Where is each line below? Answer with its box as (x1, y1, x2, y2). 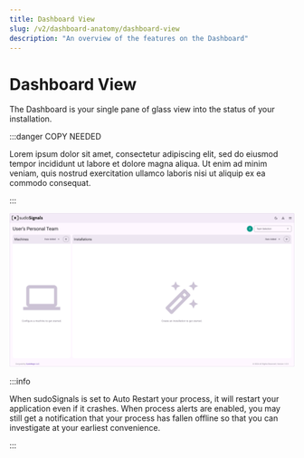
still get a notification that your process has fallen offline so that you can (9, 413, 279, 424)
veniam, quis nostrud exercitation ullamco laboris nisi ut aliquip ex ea (9, 168, 266, 179)
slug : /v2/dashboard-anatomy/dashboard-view (9, 24, 180, 34)
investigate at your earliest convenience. (9, 422, 161, 433)
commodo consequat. (9, 178, 91, 189)
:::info (9, 375, 31, 386)
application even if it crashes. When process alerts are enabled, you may (9, 403, 280, 414)
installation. (9, 113, 52, 124)
